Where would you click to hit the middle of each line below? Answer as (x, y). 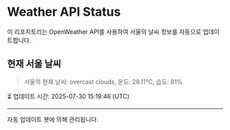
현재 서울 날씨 (34, 64)
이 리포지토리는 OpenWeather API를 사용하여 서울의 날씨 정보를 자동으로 (104, 31)
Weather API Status (64, 12)
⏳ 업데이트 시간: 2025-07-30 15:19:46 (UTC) (68, 96)
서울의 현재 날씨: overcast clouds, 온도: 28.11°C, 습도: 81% (103, 81)
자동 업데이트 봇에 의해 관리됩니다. (53, 119)
